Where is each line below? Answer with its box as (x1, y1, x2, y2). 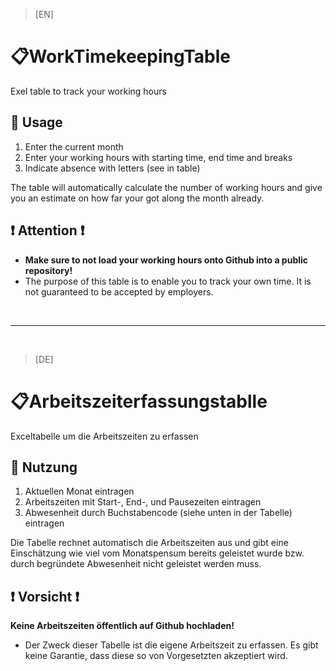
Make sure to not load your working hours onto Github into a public (24, 254, 309, 266)
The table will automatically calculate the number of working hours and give (10, 181, 323, 193)
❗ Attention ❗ (10, 222, 85, 239)
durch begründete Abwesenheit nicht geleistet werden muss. (10, 558, 262, 570)
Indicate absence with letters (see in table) (24, 162, 201, 174)
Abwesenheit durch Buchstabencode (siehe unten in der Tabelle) (24, 507, 293, 519)
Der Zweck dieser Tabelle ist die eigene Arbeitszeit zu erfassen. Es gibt (24, 639, 319, 651)
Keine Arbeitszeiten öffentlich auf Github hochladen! (10, 620, 235, 632)
